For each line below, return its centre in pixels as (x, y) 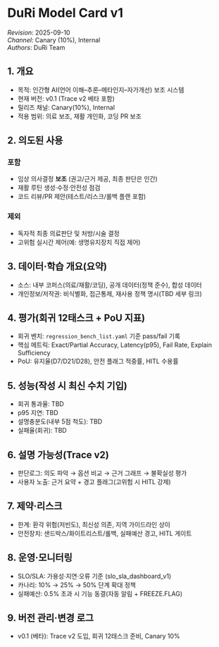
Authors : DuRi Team (36, 47)
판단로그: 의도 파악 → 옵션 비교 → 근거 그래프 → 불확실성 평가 (102, 473)
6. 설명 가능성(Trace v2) (58, 455)
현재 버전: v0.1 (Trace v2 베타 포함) (66, 98)
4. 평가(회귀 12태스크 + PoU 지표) (76, 318)
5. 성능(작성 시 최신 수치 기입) (68, 386)
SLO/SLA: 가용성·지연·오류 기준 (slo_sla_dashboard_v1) (94, 576)
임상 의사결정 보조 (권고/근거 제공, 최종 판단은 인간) (88, 179)
